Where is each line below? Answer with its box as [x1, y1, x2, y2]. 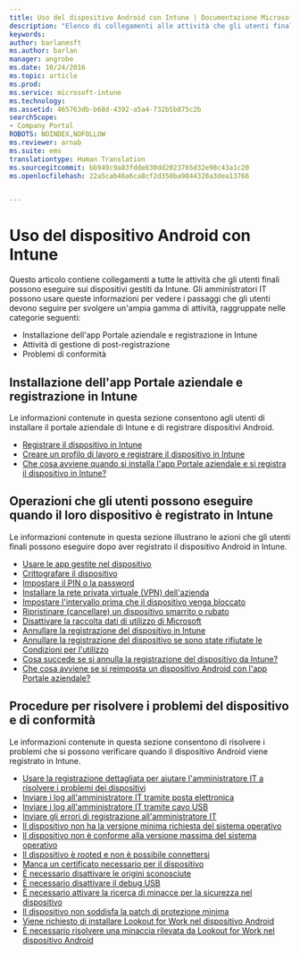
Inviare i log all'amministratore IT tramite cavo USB [21, 801, 208, 812]
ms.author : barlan [9, 47, 78, 56]
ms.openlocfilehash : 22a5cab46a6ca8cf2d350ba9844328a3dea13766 [9, 171, 250, 180]
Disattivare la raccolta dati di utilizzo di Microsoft [21, 615, 202, 626]
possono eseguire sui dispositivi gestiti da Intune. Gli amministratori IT [9, 284, 267, 295]
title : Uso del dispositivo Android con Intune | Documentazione [9, 13, 257, 22]
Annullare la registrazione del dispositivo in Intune [21, 624, 206, 636]
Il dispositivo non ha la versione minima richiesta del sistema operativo [21, 821, 282, 831]
